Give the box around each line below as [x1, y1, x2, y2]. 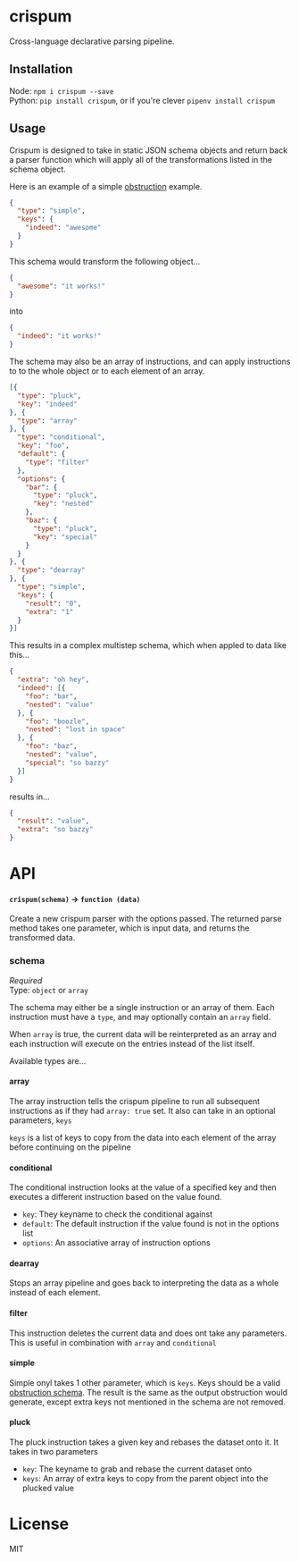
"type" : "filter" [25, 458, 90, 467]
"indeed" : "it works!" [17, 332, 102, 341]
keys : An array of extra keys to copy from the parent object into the [21, 1472, 269, 1483]
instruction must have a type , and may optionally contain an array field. [9, 1011, 271, 1022]
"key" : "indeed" [17, 400, 78, 409]
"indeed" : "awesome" [25, 224, 102, 232]
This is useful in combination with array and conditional [9, 1337, 217, 1347]
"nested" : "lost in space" [25, 725, 126, 734]
